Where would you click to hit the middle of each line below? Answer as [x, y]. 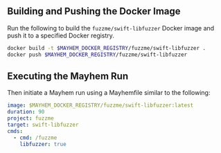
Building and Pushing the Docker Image [94, 11]
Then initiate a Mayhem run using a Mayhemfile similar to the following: [109, 93]
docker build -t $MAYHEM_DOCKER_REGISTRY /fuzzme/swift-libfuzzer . [107, 48]
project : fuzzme [30, 118]
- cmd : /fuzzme [35, 138]
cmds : [15, 131]
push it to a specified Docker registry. [61, 35]
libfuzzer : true [43, 144]
